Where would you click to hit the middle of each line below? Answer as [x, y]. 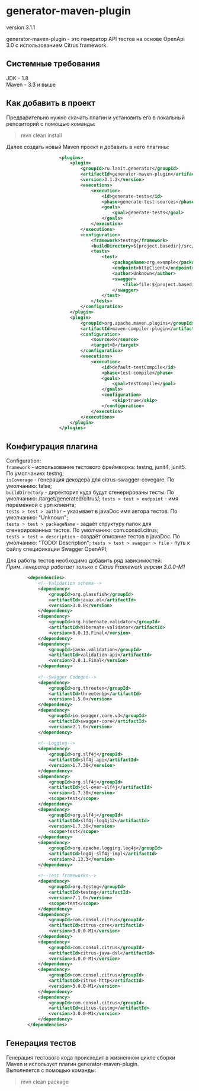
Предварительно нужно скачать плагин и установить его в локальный [96, 118]
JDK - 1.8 [17, 78]
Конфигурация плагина [52, 446]
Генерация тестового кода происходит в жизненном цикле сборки [91, 1057]
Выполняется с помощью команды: [51, 1070]
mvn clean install [41, 135]
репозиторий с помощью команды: [51, 123]
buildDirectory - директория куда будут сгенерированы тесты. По [90, 492]
